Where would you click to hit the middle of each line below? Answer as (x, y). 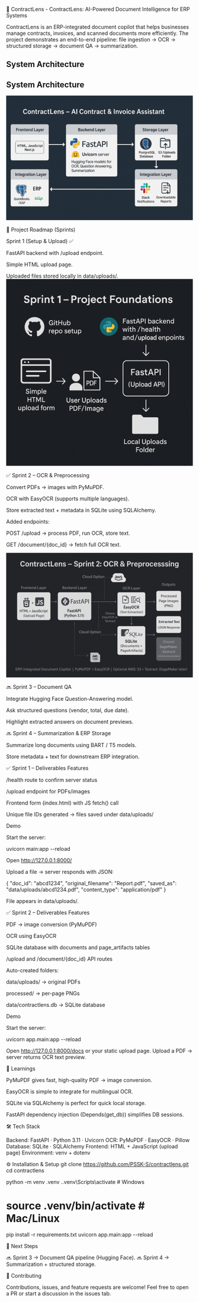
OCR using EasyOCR (31, 936)
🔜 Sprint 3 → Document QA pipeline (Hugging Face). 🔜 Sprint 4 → (88, 1258)
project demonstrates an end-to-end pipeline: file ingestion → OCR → (91, 39)
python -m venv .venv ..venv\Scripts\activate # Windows (76, 1182)
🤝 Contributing (24, 1276)
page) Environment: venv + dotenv (48, 1153)
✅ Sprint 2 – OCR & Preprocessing (48, 475)
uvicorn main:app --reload (38, 848)
